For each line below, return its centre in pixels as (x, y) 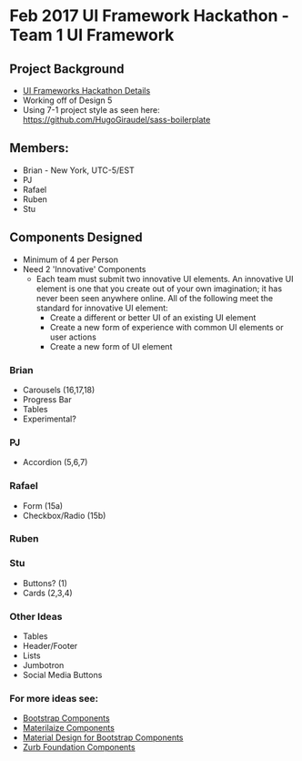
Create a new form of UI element (111, 346)
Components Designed (76, 238)
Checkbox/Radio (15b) (64, 515)
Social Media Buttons (62, 675)
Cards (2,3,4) (47, 593)
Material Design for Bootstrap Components (103, 737)
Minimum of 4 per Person (70, 259)
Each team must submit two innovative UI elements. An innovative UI (165, 279)
